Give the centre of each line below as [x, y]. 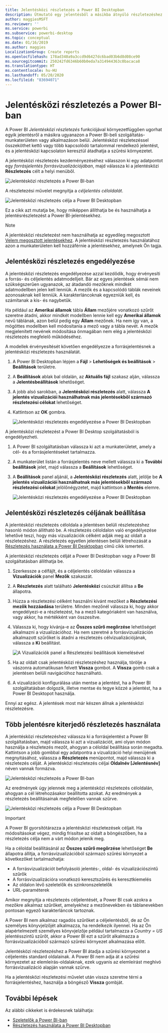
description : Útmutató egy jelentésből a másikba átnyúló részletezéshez [84, 15]
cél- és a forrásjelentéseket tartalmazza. [54, 452]
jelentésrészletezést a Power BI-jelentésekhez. [53, 215]
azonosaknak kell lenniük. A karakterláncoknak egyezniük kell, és [73, 295]
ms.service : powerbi [27, 29]
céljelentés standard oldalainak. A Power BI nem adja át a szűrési [72, 957]
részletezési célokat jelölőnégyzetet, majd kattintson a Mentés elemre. [86, 487]
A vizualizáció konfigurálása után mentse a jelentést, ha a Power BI [81, 683]
